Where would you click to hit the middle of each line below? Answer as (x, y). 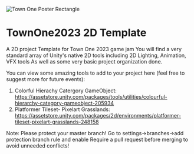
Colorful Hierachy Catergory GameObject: (65, 91)
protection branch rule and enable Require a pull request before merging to (97, 139)
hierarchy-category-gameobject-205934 (64, 103)
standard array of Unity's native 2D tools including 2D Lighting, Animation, (96, 55)
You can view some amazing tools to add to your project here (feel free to (96, 73)
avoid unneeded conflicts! (38, 145)
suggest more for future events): (46, 79)
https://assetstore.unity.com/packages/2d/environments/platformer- (98, 115)
